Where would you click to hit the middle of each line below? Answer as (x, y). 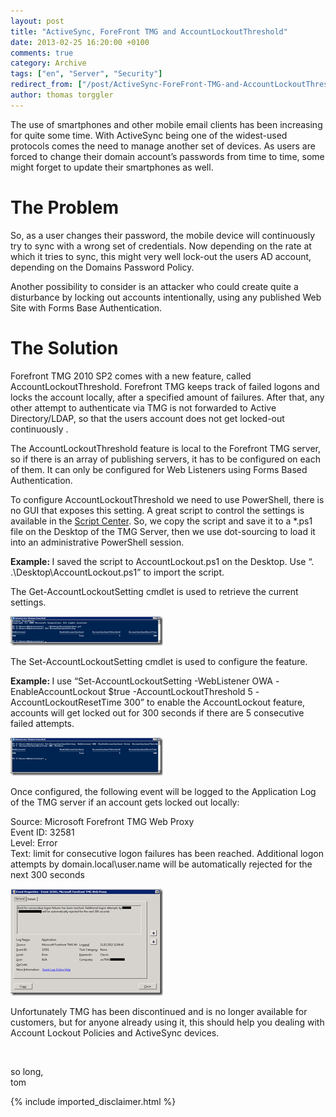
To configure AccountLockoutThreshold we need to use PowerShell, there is (167, 499)
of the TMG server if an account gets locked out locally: (125, 802)
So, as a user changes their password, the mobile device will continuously (163, 235)
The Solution (64, 347)
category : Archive (48, 63)
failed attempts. (42, 723)
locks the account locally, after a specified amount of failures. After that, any (167, 397)
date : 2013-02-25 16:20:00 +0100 (80, 42)
